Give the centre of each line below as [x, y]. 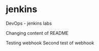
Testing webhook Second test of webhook [50, 43]
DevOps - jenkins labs [29, 23]
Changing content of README [37, 33]
